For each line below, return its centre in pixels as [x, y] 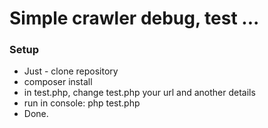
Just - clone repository [71, 71]
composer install [58, 82]
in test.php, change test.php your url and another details [139, 93]
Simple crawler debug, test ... [134, 18]
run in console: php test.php [82, 103]
